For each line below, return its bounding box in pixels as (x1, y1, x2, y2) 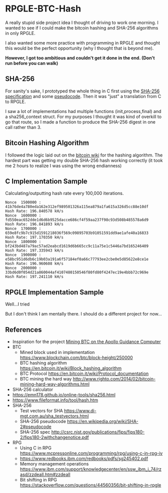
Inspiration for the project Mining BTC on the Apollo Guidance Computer (12, 338, 161, 344)
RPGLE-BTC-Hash (5, 3, 81, 14)
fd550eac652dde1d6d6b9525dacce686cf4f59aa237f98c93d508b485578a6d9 (5, 217, 149, 222)
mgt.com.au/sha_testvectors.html (19, 413, 89, 419)
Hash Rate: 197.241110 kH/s (5, 274, 64, 279)
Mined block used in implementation (19, 349, 95, 355)
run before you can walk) (5, 60, 58, 66)
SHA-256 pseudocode (19, 418, 66, 424)
